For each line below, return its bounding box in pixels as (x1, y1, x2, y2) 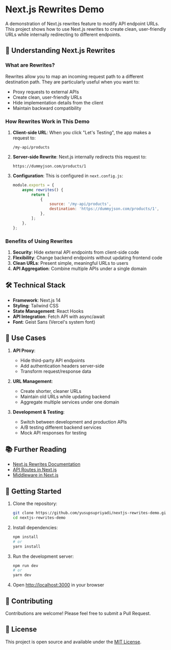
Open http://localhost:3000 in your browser (12, 582, 105, 588)
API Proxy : (12, 347, 36, 353)
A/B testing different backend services (20, 424, 102, 430)
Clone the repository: (12, 500, 58, 507)
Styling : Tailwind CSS (12, 302, 59, 308)
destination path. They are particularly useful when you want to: (5, 78, 140, 85)
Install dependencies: (12, 524, 58, 531)
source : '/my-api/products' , (49, 201, 111, 207)
